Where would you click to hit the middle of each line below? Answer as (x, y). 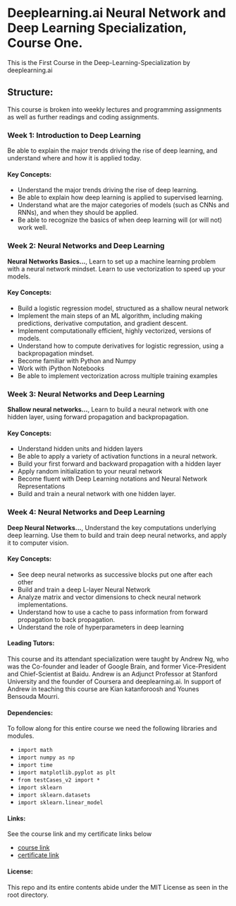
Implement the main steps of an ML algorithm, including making (110, 315)
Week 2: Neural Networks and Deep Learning (86, 246)
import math (35, 751)
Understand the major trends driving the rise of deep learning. (108, 190)
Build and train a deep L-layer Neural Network (84, 589)
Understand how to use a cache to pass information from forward (113, 612)
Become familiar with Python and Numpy (77, 360)
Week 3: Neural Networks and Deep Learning (86, 394)
